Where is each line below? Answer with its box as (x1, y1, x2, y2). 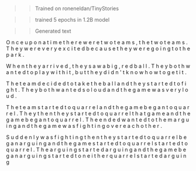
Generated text (35, 27, 71, 34)
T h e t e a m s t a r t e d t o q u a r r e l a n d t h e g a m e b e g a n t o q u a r (6, 104, 190, 110)
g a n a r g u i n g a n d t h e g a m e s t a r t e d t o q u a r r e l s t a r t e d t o (6, 140, 188, 146)
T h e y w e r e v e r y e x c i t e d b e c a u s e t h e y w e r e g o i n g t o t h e (6, 45, 190, 52)
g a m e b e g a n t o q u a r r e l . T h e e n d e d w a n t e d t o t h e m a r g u (6, 116, 189, 123)
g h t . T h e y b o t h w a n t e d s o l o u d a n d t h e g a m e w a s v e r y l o (6, 86, 188, 93)
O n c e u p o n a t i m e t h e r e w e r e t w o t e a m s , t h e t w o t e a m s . (6, 39, 188, 46)
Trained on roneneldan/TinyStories (35, 5, 119, 12)
